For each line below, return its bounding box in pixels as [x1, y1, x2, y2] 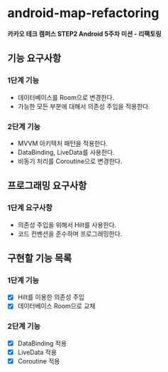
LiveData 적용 [17, 348, 57, 356]
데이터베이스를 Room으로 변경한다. [17, 93, 115, 101]
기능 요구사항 [7, 52, 62, 65]
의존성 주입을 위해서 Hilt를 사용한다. [17, 220, 117, 229]
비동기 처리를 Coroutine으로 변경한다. [17, 157, 123, 165]
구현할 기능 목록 [7, 252, 72, 264]
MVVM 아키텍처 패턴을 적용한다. [17, 139, 108, 148]
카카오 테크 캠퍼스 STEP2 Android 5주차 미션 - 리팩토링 [7, 29, 162, 38]
